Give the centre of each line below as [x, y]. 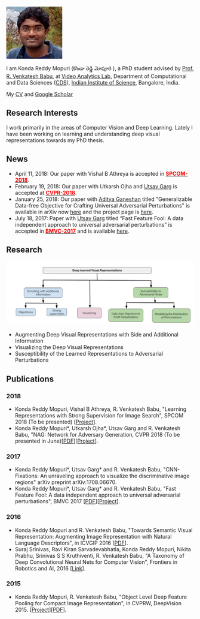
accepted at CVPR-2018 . [46, 193]
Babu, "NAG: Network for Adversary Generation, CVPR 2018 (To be [97, 434]
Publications [30, 379]
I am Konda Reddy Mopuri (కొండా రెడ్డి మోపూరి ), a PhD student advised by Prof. [100, 68]
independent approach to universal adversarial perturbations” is [93, 224]
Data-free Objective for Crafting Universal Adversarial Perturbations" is [102, 205]
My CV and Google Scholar [40, 94]
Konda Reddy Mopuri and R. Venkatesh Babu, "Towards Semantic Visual [104, 530]
